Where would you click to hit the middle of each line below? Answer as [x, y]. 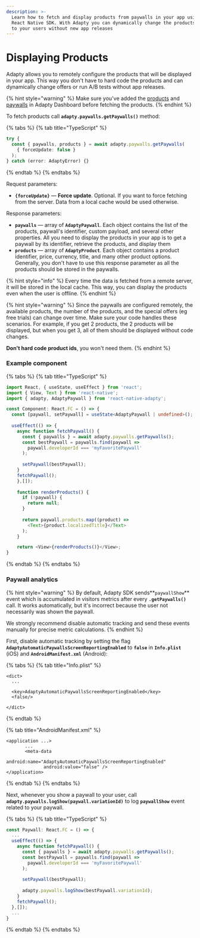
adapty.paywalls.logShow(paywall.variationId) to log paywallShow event [96, 801]
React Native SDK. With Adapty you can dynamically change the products [104, 23]
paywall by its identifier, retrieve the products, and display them [93, 244]
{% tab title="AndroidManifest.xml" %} [54, 730]
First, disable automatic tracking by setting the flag [68, 641]
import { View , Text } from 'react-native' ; [62, 393]
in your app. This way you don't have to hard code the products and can [95, 80]
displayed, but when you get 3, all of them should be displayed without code [100, 330]
